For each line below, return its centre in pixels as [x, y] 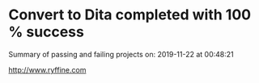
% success [47, 32]
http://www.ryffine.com [47, 69]
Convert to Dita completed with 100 [130, 15]
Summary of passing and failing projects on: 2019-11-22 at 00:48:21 [121, 54]
